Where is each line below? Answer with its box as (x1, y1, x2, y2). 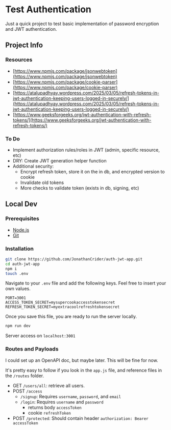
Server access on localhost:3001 (5, 333, 76, 339)
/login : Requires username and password (20, 399, 104, 405)
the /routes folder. (5, 373, 44, 379)
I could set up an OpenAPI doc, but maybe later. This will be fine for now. (5, 357, 158, 363)
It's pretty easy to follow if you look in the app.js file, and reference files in (5, 367, 162, 373)
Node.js (12, 227, 30, 233)
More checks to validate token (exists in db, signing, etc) (20, 185, 139, 191)
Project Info (5, 41, 43, 50)
